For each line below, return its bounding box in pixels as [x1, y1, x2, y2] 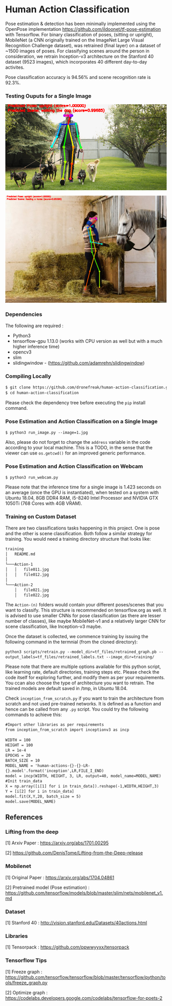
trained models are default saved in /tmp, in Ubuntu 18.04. [5, 685, 128, 691]
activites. [5, 64, 25, 70]
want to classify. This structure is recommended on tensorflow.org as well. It [5, 607, 166, 613]
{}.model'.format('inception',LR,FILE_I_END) [5, 768, 104, 773]
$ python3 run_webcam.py [5, 475, 58, 480]
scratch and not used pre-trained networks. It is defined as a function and [5, 700, 161, 706]
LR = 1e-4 [5, 747, 27, 753]
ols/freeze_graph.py [5, 979, 48, 985]
